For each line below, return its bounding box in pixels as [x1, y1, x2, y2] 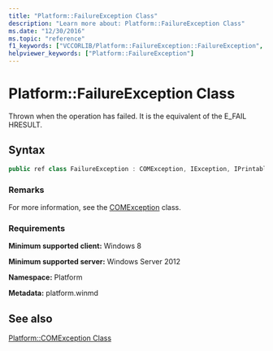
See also [8, 311, 53, 325]
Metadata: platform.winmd [8, 289, 99, 298]
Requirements [8, 222, 66, 233]
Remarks [8, 184, 45, 195]
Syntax [8, 143, 45, 157]
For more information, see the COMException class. [8, 202, 181, 212]
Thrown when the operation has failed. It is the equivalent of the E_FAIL [8, 111, 247, 121]
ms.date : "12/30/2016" [8, 27, 85, 35]
